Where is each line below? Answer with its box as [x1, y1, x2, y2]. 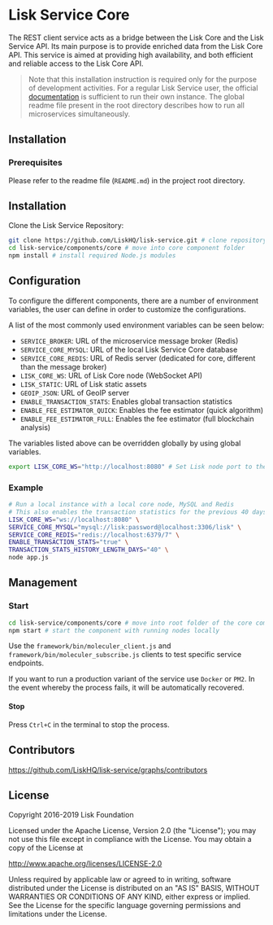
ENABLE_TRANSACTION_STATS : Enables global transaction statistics [19, 397, 233, 406]
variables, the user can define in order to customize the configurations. [8, 304, 246, 314]
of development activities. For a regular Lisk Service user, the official [28, 83, 258, 93]
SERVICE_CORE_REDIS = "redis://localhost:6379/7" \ [8, 531, 180, 539]
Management [8, 576, 78, 590]
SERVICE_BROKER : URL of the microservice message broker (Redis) [19, 335, 239, 345]
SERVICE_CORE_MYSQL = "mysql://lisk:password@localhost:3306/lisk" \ [8, 523, 242, 531]
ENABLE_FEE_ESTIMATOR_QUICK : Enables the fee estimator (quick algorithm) [19, 405, 264, 414]
